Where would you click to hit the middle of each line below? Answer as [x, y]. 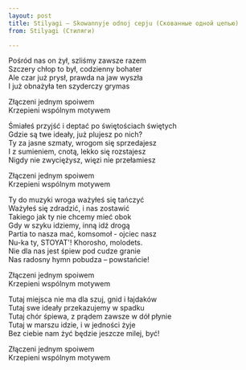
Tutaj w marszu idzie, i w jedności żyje [72, 325]
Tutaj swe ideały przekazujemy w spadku [76, 308]
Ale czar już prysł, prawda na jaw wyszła [76, 78]
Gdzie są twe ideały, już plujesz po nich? [76, 134]
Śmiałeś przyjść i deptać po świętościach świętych [92, 126]
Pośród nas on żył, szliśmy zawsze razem [77, 60]
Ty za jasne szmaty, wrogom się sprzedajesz [82, 143]
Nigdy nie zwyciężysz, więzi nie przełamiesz [82, 160]
